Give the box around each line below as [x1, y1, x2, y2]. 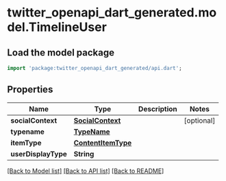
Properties [7, 84, 53, 95]
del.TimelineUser [7, 19, 108, 35]
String [73, 149, 95, 158]
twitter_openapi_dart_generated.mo [7, 5, 217, 21]
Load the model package [7, 47, 115, 58]
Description [138, 104, 178, 114]
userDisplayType [10, 149, 67, 158]
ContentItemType [73, 138, 132, 147]
